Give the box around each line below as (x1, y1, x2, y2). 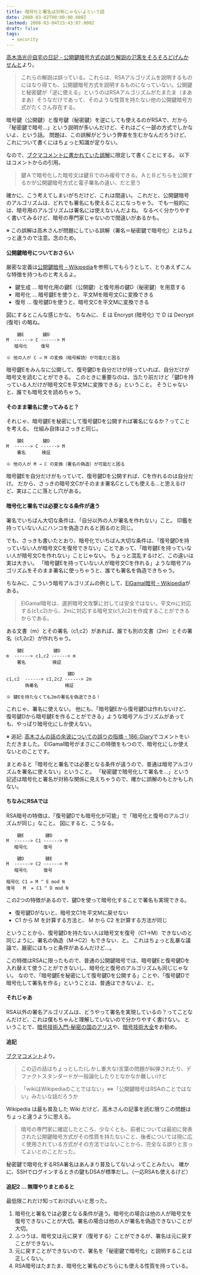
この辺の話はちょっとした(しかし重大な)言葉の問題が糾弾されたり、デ (20, 1065, 192, 1073)
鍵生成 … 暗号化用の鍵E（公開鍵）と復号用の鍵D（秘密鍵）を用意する (14, 284, 186, 291)
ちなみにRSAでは (6, 798, 49, 805)
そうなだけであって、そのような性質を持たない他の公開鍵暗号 (36, 96, 187, 103)
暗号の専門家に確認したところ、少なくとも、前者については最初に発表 (20, 1126, 193, 1133)
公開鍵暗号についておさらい (6, 249, 74, 256)
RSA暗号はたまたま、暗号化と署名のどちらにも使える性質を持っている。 (14, 1262, 192, 1270)
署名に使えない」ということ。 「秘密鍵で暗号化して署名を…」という (21, 768, 189, 775)
